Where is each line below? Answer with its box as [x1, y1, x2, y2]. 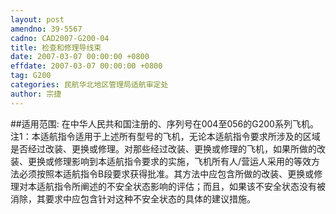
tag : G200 [10, 71, 52, 81]
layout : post [10, 14, 65, 25]
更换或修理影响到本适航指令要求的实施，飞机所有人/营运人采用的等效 [27, 155, 312, 167]
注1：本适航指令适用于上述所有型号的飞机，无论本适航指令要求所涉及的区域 [10, 130, 321, 142]
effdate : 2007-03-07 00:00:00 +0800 [10, 61, 163, 71]
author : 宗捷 [10, 89, 62, 99]
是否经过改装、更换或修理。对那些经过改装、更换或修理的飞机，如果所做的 [10, 142, 317, 155]
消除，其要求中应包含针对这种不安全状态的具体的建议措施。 [10, 192, 256, 205]
